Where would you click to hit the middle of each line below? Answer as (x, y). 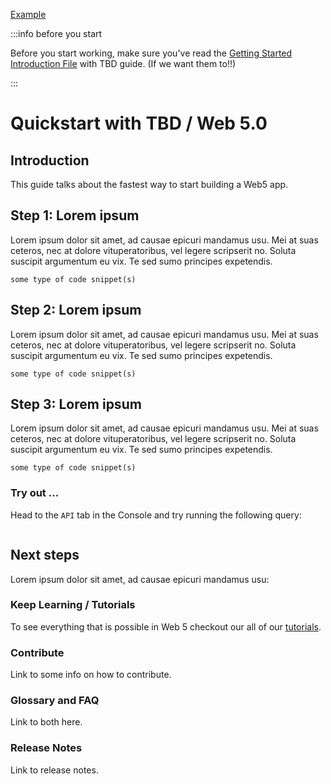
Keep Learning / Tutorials (73, 605)
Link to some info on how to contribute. (91, 675)
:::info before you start (56, 33)
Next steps (45, 555)
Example (28, 14)
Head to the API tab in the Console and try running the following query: (156, 515)
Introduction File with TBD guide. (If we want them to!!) (123, 63)
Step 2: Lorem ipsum (76, 310)
